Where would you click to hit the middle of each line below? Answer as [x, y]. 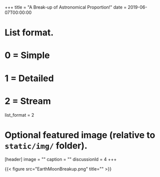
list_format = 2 [19, 115]
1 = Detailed [29, 78]
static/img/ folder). [46, 145]
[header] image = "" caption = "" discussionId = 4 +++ [61, 160]
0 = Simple [27, 56]
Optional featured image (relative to [80, 135]
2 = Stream [28, 101]
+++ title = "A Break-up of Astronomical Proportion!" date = [66, 7]
